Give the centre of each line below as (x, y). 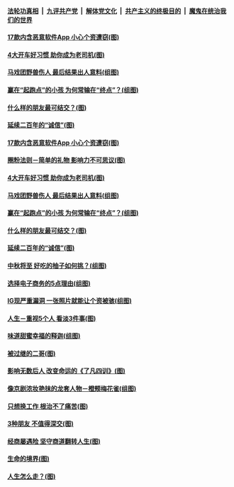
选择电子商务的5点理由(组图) (49, 283)
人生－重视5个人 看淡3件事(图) (52, 318)
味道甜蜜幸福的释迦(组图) (44, 336)
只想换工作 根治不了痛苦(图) (48, 406)
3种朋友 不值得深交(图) (40, 424)
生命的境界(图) (28, 459)
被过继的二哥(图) (32, 353)
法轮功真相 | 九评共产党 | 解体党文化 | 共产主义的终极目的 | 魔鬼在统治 (114, 11)
